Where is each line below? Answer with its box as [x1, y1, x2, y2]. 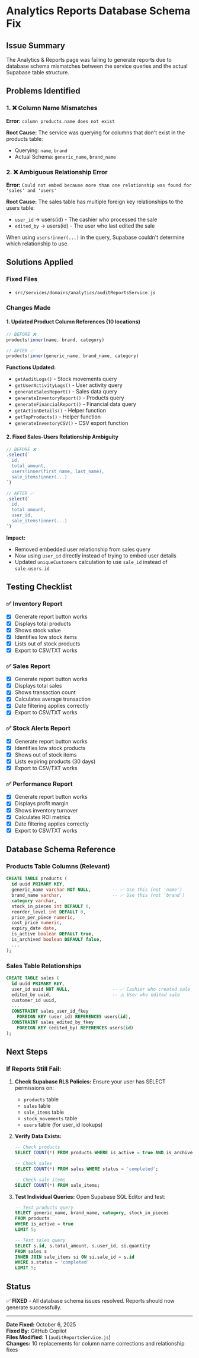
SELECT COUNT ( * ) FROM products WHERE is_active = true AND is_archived [14, 1150, 195, 1156]
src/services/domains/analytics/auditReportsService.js [14, 289, 156, 295]
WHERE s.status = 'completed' [14, 1259, 90, 1265]
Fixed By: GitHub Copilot [6, 1327, 67, 1334]
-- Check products [14, 1144, 60, 1151]
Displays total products [14, 620, 71, 627]
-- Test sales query [14, 1237, 66, 1243]
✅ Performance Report [6, 780, 73, 788]
